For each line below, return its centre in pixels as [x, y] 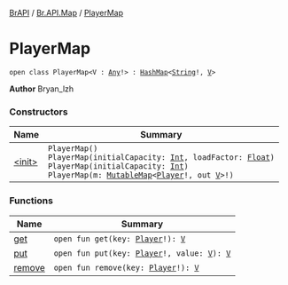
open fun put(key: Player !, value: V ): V [142, 253]
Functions [31, 201]
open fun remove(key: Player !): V [126, 267]
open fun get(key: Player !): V [120, 238]
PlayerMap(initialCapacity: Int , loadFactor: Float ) [161, 158]
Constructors [39, 112]
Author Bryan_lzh [42, 89]
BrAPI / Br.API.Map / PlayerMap [66, 13]
